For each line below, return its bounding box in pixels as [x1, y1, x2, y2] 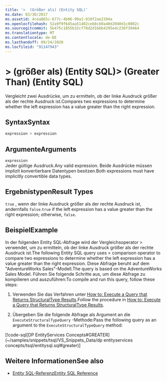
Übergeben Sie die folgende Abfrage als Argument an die [12, 311, 131, 317]
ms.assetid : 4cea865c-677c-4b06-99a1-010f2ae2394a [5, 16, 113, 21]
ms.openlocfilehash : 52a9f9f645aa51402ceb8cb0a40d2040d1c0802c [5, 21, 140, 26]
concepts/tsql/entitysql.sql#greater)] [5, 342, 81, 348]
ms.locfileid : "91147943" [5, 44, 59, 49]
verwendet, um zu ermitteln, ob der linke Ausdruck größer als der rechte [5, 244, 154, 250]
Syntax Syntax [5, 118, 50, 126]
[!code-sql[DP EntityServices [5, 332, 65, 338]
